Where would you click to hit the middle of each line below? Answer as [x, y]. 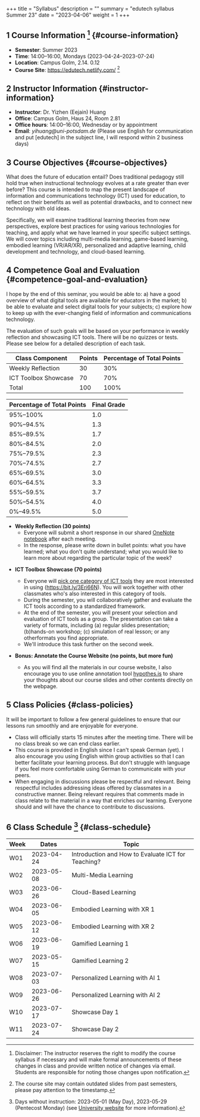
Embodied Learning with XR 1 [113, 909]
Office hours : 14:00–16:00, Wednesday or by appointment [86, 125]
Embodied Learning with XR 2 [113, 926]
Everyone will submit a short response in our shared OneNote [99, 532]
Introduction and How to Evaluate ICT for [128, 854]
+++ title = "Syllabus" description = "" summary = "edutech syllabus [90, 9]
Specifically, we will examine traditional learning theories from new [88, 220]
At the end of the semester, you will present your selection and [100, 612]
